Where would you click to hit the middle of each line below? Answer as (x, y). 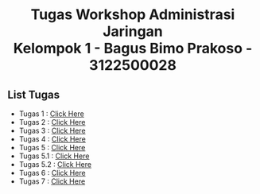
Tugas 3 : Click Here (52, 130)
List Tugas (34, 94)
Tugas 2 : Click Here (52, 122)
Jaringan (133, 31)
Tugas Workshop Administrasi (133, 15)
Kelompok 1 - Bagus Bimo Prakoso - (133, 48)
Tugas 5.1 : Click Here (54, 156)
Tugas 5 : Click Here (52, 147)
